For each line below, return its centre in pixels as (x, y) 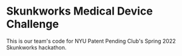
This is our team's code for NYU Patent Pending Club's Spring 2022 (91, 41)
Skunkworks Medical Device (79, 11)
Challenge (33, 24)
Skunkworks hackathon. (36, 47)
